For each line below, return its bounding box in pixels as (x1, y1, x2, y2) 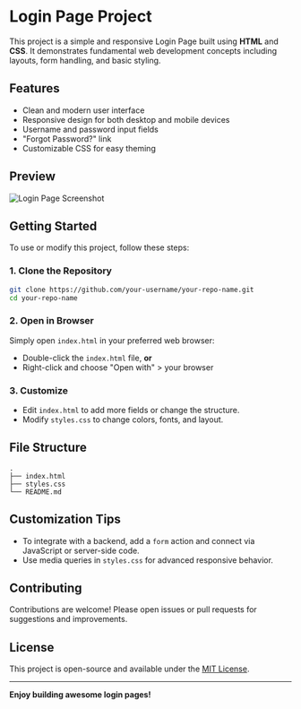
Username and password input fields (21, 124, 159, 134)
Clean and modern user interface (21, 105, 145, 116)
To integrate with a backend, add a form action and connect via (21, 535, 255, 546)
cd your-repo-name (9, 293, 78, 302)
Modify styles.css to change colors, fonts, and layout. (21, 414, 224, 425)
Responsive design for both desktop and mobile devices (21, 114, 230, 125)
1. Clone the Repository (9, 264, 112, 277)
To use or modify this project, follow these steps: (9, 242, 190, 253)
